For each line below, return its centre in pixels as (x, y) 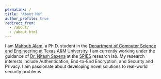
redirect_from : (20, 23)
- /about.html (24, 32)
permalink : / (18, 9)
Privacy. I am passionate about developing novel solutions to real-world (76, 66)
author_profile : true (27, 18)
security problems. (24, 71)
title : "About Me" (24, 14)
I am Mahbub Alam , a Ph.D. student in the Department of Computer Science (81, 46)
